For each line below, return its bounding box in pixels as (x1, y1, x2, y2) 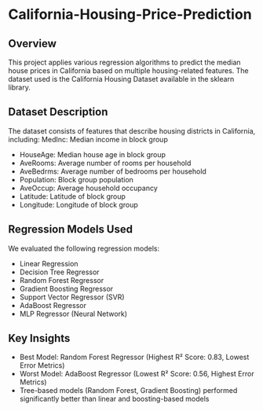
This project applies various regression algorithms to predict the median (8, 57, 241, 67)
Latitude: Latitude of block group (19, 191, 126, 201)
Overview (8, 37, 57, 50)
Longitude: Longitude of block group (19, 200, 139, 209)
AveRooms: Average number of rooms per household (19, 158, 192, 167)
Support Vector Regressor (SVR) (19, 292, 125, 302)
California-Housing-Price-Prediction (8, 6, 253, 24)
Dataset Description (8, 105, 108, 119)
